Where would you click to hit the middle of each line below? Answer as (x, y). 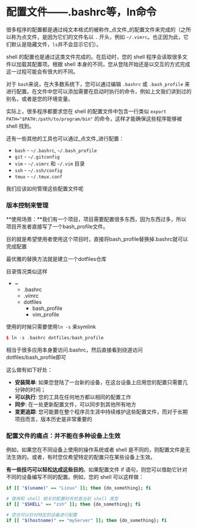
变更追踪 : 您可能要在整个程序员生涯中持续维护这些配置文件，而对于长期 (101, 412)
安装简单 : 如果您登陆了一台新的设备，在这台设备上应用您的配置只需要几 (101, 382)
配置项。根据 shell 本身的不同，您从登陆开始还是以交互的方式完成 (111, 64)
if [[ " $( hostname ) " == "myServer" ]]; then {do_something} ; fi (86, 520)
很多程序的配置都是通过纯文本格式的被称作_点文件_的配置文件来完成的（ (94, 29)
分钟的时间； (30, 390)
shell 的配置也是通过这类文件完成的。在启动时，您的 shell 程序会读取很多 (94, 57)
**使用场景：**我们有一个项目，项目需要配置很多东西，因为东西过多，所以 (96, 219)
